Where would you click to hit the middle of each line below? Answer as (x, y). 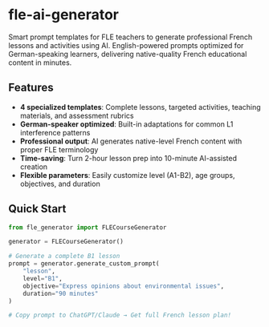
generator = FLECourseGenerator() (66, 242)
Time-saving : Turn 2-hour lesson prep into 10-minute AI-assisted (128, 158)
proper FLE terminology (59, 149)
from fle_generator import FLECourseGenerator (88, 227)
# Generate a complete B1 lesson (64, 256)
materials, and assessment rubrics (77, 115)
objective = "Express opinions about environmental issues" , (124, 286)
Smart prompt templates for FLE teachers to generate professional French (130, 37)
